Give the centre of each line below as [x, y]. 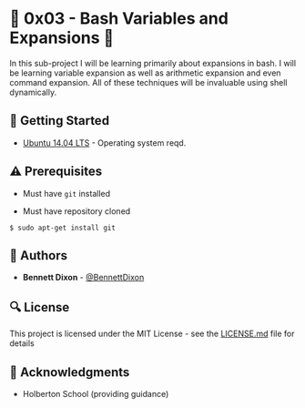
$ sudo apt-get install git [63, 228]
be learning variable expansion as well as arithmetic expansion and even [145, 73]
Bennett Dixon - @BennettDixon [83, 278]
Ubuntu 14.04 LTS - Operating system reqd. [104, 143]
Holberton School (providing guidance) [96, 394]
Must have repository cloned [76, 211]
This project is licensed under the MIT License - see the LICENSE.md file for [152, 334]
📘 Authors [39, 255]
